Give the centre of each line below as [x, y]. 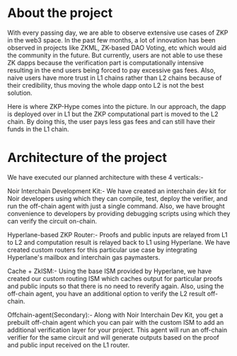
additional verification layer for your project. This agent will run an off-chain [117, 330]
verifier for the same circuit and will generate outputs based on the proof [113, 337]
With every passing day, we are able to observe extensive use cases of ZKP [118, 33]
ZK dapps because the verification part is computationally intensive [105, 62]
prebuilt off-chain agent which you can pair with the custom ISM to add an [116, 322]
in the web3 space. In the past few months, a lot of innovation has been [111, 40]
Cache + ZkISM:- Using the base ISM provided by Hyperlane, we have [110, 271]
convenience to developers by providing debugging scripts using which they [119, 213]
